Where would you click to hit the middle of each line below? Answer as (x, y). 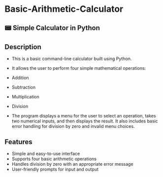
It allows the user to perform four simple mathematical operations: (79, 68)
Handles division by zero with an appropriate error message (72, 164)
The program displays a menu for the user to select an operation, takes (84, 116)
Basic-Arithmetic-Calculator (64, 9)
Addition (20, 78)
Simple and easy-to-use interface (46, 154)
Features (18, 142)
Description (23, 47)
